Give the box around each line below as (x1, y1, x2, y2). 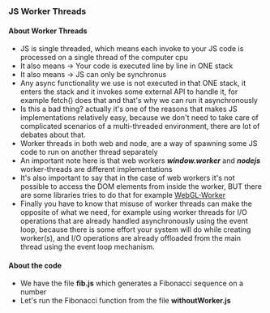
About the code (8, 260, 62, 270)
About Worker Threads (8, 26, 88, 36)
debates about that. (19, 130, 86, 139)
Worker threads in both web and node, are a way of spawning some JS (19, 139, 258, 148)
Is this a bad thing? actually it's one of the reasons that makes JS (19, 104, 238, 114)
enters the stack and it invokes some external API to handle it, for (19, 87, 238, 96)
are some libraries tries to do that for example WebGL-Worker (19, 191, 226, 200)
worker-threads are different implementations (19, 165, 173, 174)
